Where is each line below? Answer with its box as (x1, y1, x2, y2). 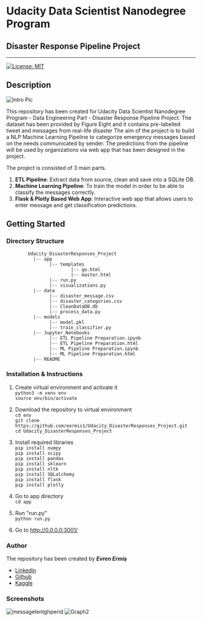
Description (6, 80, 51, 90)
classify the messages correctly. (14, 189, 96, 196)
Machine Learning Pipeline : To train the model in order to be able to (14, 182, 185, 189)
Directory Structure (6, 237, 64, 245)
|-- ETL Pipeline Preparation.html (49, 340, 138, 346)
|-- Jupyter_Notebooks (32, 329, 90, 335)
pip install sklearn (14, 461, 67, 467)
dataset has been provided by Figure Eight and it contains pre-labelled (6, 120, 181, 128)
